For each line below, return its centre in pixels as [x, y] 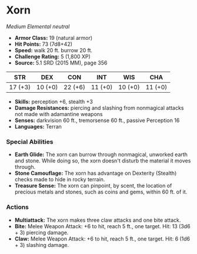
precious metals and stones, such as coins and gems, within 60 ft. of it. [101, 192]
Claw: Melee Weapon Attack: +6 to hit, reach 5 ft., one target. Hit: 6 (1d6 [102, 239]
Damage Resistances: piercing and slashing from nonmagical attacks [99, 108]
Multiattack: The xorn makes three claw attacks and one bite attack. [98, 220]
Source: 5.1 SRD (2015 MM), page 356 [61, 63]
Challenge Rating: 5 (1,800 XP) [53, 56]
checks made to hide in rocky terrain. [60, 180]
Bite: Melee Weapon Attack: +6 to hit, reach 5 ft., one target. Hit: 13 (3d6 [102, 226]
